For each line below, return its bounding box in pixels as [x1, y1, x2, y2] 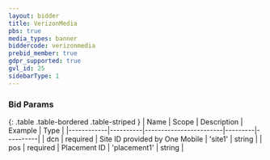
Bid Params [8, 99, 54, 110]
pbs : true [8, 27, 42, 35]
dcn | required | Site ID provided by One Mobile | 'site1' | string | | [46, 134, 263, 144]
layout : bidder [8, 11, 60, 20]
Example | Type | [8, 125, 65, 135]
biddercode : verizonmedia [8, 42, 95, 50]
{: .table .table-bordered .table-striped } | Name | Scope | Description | [8, 116, 243, 126]
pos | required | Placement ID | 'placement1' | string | [8, 142, 184, 152]
